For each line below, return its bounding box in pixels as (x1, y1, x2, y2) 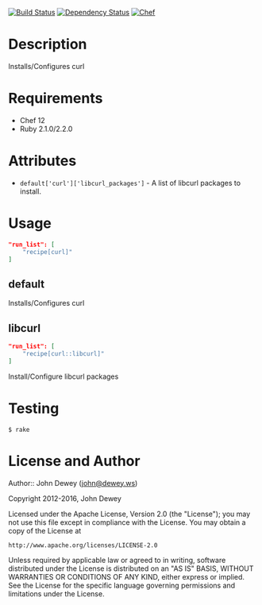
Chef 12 (19, 115, 45, 125)
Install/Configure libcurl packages (8, 372, 119, 381)
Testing (8, 399, 60, 417)
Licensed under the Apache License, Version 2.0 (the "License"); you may (8, 509, 251, 518)
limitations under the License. (8, 588, 105, 599)
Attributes (8, 152, 77, 170)
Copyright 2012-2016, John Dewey (8, 493, 121, 503)
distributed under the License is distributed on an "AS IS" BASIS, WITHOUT (8, 564, 254, 573)
